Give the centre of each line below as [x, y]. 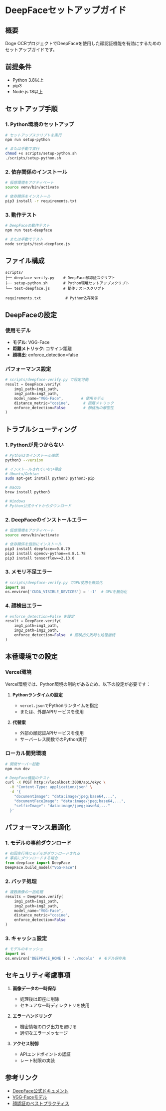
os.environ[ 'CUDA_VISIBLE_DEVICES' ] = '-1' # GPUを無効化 [66, 592]
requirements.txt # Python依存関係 [52, 298]
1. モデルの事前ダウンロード [38, 843]
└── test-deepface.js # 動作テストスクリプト [55, 289]
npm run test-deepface [29, 230]
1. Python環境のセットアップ [40, 124]
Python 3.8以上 [28, 80]
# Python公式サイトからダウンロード [38, 506]
